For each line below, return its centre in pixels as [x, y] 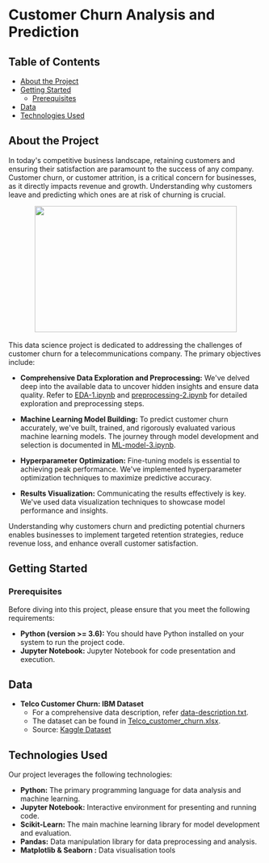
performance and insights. [64, 510]
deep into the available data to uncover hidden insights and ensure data [139, 386]
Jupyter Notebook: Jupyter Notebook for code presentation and [128, 651]
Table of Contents [55, 62]
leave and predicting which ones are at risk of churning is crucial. [117, 195]
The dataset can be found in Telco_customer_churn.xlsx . [126, 721]
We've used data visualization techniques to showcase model [122, 501]
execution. [38, 659]
